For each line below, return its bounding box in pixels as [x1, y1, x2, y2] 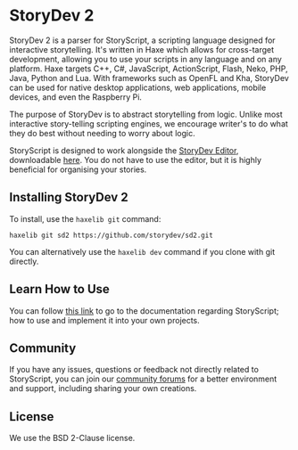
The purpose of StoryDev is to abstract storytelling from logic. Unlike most [9, 109, 283, 119]
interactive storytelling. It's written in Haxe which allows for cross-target [9, 44, 275, 54]
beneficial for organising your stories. [9, 164, 147, 175]
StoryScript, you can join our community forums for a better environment [9, 373, 277, 384]
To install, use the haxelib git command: [9, 213, 161, 224]
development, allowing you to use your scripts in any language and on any [9, 53, 283, 64]
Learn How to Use [9, 282, 110, 297]
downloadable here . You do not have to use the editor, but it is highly [9, 154, 261, 165]
